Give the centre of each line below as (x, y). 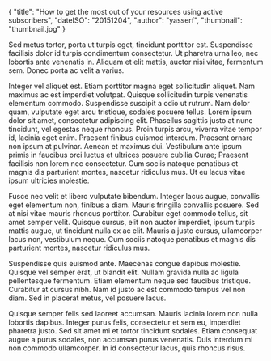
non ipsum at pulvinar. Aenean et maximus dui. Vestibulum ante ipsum (125, 146)
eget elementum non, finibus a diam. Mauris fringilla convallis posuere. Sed (134, 205)
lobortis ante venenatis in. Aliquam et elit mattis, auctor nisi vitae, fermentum (136, 62)
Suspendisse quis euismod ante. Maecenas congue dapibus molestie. (125, 263)
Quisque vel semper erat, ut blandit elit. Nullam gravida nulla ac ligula (123, 272)
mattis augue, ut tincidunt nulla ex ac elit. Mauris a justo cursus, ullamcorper (135, 231)
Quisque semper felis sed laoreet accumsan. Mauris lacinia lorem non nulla (133, 314)
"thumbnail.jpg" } (37, 29)
